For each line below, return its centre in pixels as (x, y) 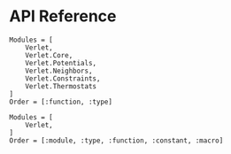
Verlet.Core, (49, 55)
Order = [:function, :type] (61, 102)
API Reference (63, 16)
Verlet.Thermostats (61, 86)
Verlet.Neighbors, (59, 71)
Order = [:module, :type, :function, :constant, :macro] (116, 140)
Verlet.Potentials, (61, 63)
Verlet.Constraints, (63, 78)
